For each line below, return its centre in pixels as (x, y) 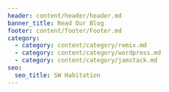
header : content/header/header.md (65, 16)
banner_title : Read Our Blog (56, 23)
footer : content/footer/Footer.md (65, 30)
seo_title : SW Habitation (58, 75)
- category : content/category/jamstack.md (86, 61)
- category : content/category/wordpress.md (88, 53)
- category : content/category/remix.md (81, 46)
